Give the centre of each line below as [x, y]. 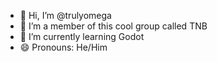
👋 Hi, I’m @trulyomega [65, 15]
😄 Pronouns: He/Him [63, 47]
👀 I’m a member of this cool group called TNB [113, 26]
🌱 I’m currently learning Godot [82, 36]
